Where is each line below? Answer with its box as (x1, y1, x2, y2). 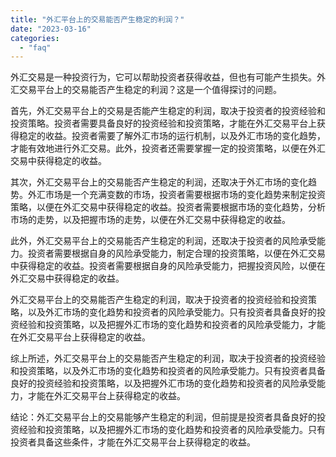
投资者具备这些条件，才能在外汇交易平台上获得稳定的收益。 (10, 436, 256, 448)
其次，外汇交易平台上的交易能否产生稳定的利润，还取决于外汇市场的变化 (10, 176, 308, 188)
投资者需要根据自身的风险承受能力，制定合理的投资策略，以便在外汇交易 (27, 247, 326, 260)
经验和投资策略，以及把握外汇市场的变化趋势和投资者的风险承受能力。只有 (18, 424, 326, 436)
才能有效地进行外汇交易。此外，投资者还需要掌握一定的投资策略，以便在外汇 (10, 142, 326, 155)
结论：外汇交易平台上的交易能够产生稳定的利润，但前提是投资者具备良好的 (10, 411, 317, 423)
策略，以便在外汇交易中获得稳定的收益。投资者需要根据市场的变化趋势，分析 (10, 201, 326, 213)
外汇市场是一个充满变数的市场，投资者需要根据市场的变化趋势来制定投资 (27, 189, 326, 201)
